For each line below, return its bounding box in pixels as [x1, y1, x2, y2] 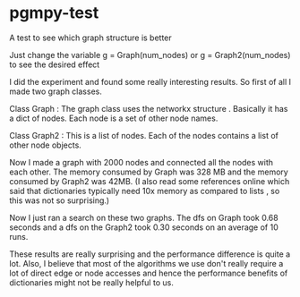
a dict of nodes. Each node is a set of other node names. [9, 113, 219, 123]
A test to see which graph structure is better [9, 32, 172, 43]
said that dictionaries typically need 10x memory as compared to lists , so [9, 185, 280, 196]
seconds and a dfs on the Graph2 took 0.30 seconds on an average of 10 [9, 222, 279, 233]
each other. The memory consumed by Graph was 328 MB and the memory [9, 166, 288, 177]
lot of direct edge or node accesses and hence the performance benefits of [9, 267, 288, 278]
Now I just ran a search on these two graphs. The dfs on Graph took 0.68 [9, 212, 279, 223]
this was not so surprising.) [9, 195, 110, 206]
